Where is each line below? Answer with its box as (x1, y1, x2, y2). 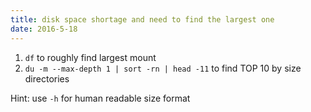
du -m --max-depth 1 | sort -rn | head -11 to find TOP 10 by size (24, 62, 302, 74)
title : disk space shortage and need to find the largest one (10, 14, 275, 25)
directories (24, 72, 70, 85)
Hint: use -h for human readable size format (10, 92, 191, 104)
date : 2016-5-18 (10, 24, 78, 34)
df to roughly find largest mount (24, 51, 157, 63)
